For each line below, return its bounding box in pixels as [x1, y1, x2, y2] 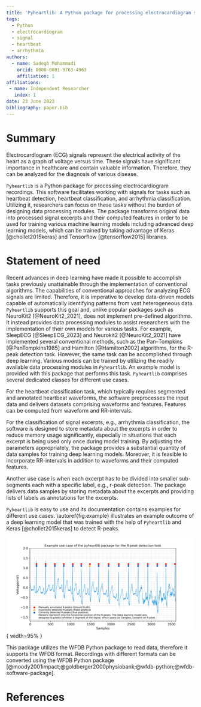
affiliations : [6, 79, 42, 85]
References [6, 690, 65, 704]
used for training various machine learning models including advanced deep [6, 220, 194, 228]
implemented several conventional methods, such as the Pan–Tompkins [6, 338, 183, 345]
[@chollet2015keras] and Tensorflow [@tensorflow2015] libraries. [6, 233, 168, 240]
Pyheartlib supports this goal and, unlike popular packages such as [6, 306, 173, 313]
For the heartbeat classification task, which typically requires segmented [6, 387, 185, 395]
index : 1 [14, 92, 36, 99]
